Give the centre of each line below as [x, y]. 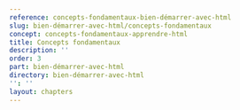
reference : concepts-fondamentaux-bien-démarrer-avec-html [120, 17]
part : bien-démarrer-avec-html [67, 67]
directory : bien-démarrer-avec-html [77, 75]
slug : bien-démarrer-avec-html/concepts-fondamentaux [111, 26]
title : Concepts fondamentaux [65, 42]
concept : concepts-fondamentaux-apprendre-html [99, 34]
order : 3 [25, 59]
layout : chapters [41, 91]
